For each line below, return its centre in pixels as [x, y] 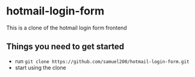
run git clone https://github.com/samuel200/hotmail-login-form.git [102, 61]
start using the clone [40, 67]
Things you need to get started [65, 47]
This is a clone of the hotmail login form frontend [67, 28]
